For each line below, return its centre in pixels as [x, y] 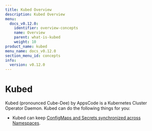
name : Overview [30, 33]
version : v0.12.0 [27, 65]
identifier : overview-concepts [46, 28]
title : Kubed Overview [28, 10]
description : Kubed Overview [35, 14]
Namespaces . [26, 123]
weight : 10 [25, 42]
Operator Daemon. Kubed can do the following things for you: [68, 108]
